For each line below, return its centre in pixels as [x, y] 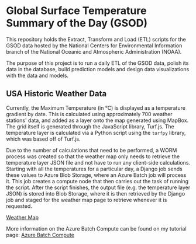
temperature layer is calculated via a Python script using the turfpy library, [96, 133]
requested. [19, 206]
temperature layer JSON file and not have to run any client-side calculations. [98, 162]
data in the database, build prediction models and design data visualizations [98, 69]
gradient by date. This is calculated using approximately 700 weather [89, 114]
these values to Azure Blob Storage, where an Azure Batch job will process [96, 175]
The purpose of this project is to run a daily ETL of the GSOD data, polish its [97, 63]
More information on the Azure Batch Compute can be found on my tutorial [96, 228]
